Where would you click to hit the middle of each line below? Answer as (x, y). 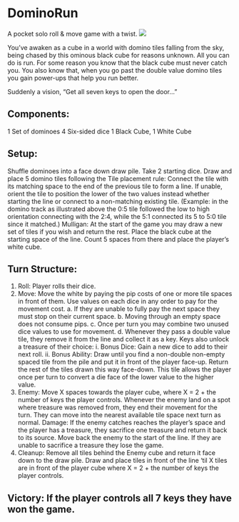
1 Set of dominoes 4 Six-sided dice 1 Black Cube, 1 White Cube (100, 131)
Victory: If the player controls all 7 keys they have (119, 498)
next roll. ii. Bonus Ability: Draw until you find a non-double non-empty (121, 354)
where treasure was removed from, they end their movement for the (117, 407)
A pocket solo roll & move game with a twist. (72, 34)
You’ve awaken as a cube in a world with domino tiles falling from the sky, (116, 47)
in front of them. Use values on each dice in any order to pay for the (117, 302)
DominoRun (43, 13)
